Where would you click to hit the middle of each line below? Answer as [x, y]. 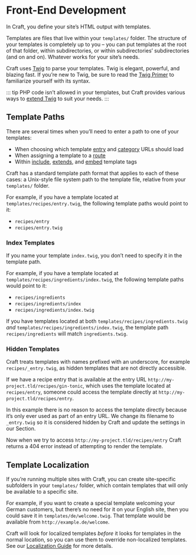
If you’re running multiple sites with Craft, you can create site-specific [91, 479]
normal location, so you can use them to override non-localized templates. [97, 540]
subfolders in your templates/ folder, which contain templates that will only [97, 485]
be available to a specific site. [42, 492]
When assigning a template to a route [60, 155]
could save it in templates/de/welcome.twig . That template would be [89, 516]
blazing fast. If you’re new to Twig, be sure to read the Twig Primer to [90, 74]
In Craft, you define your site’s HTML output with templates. [79, 27]
